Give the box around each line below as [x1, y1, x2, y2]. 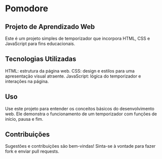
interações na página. [5, 78, 49, 84]
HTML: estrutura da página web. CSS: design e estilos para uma [5, 68, 135, 74]
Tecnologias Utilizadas [5, 55, 77, 63]
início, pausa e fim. [5, 116, 43, 122]
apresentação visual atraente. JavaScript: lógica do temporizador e [5, 73, 141, 79]
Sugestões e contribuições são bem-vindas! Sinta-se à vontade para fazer [5, 143, 156, 149]
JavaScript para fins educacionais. [5, 41, 75, 47]
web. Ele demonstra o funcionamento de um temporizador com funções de [5, 111, 157, 117]
